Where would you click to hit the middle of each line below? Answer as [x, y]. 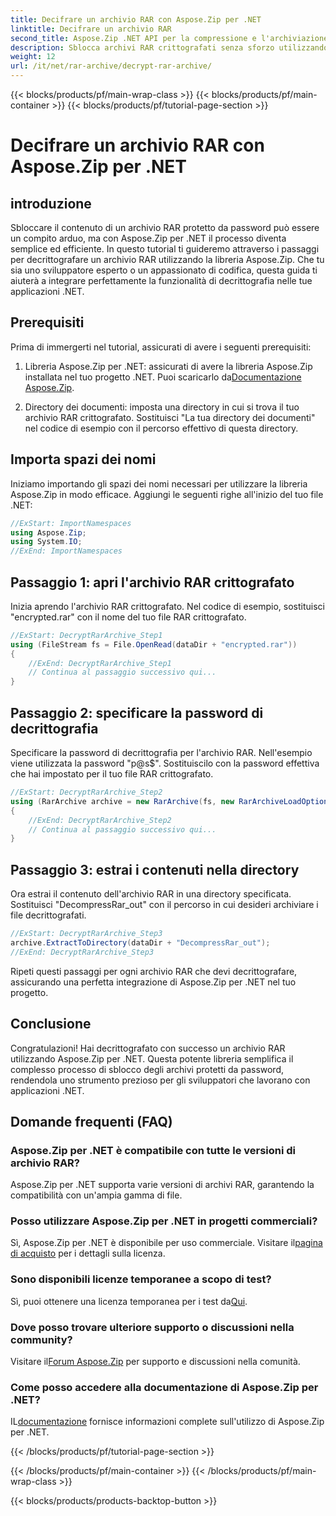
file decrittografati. [48, 915]
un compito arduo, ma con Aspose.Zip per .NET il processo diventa [148, 238]
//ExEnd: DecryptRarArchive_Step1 [100, 663]
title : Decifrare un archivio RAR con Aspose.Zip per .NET [136, 19]
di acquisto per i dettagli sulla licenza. [88, 1253]
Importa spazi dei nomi [83, 459]
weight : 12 [33, 57]
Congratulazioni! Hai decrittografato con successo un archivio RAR [148, 1048]
